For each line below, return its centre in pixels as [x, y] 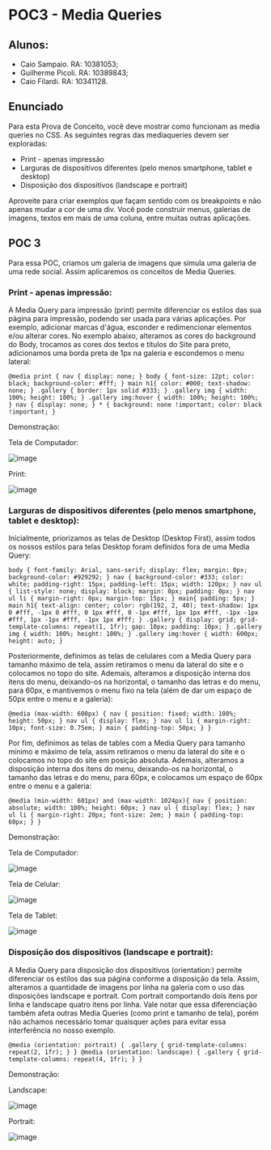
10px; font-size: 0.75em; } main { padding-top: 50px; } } [110, 728]
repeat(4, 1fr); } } [108, 1059]
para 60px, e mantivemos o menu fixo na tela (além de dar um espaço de [130, 690]
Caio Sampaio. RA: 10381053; [69, 64]
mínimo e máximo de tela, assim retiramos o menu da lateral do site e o [127, 752]
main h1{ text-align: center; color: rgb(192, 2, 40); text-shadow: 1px [133, 606]
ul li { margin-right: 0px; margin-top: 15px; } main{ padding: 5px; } [131, 599]
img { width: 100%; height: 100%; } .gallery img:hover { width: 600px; [133, 634]
